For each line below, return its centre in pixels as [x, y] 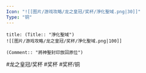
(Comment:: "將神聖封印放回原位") [45, 52]
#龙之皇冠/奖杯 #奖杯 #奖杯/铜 [43, 64]
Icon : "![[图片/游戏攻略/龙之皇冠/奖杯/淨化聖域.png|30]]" [74, 12]
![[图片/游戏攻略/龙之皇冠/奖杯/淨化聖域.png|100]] [64, 41]
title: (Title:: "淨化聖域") [40, 34]
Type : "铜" [19, 17]
